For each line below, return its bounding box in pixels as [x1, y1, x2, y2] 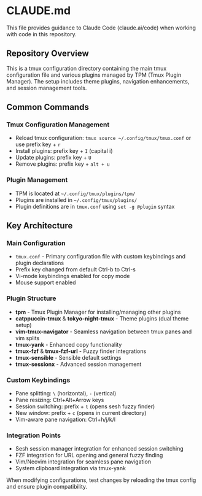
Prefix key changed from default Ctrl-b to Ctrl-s [15, 266, 136, 273]
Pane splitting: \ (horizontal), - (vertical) [15, 390, 117, 397]
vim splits [15, 334, 40, 341]
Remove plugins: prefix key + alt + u [15, 160, 111, 168]
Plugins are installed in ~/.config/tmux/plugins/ [15, 196, 138, 203]
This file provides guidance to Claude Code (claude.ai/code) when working [6, 24, 196, 31]
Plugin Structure [6, 294, 56, 303]
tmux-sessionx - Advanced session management [15, 360, 142, 368]
